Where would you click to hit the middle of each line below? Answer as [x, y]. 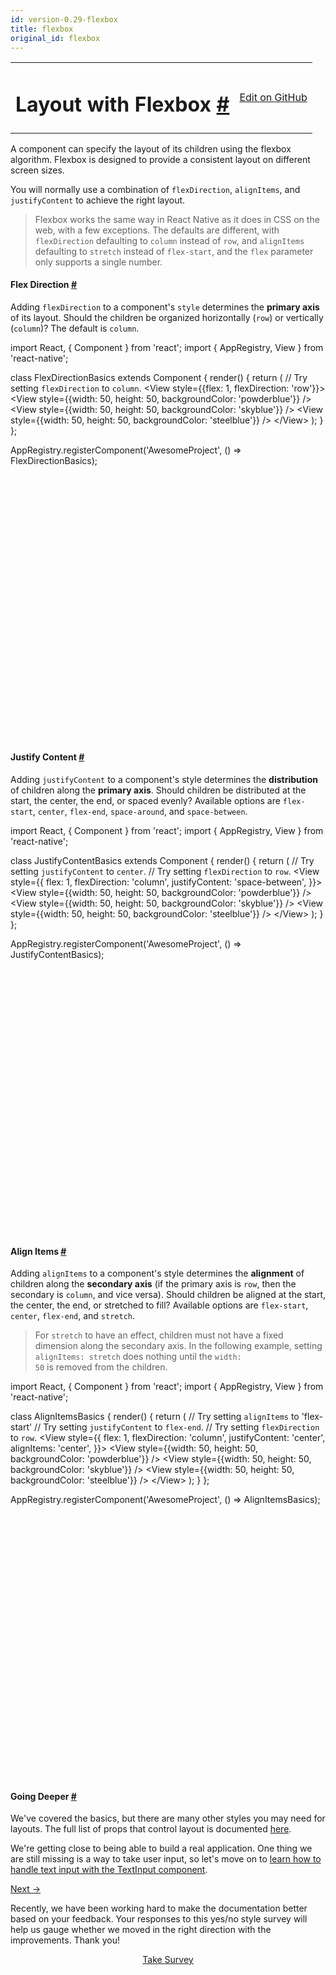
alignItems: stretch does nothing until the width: [138, 1357]
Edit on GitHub [273, 97]
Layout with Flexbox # [122, 105]
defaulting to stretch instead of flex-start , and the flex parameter [174, 251]
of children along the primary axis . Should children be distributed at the [158, 790]
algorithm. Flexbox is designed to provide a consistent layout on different [160, 159]
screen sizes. [37, 170]
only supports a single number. [98, 262]
